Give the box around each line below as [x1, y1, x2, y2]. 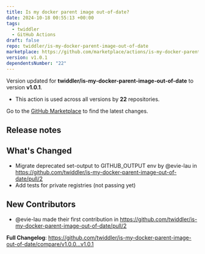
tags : [6, 20, 20, 26]
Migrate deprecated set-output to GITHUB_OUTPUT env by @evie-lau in [15, 162, 197, 169]
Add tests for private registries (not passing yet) [15, 181, 136, 189]
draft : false [6, 37, 40, 43]
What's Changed [6, 146, 72, 156]
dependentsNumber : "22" [6, 60, 67, 66]
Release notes [6, 125, 62, 135]
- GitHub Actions [12, 32, 56, 38]
